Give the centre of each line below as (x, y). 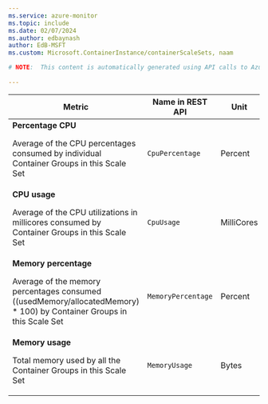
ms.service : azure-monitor (53, 16)
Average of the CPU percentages (74, 143)
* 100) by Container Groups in (70, 311)
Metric (76, 106)
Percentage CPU (44, 125)
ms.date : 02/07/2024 (43, 30)
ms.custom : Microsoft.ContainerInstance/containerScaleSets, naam (121, 53)
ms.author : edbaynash (44, 38)
